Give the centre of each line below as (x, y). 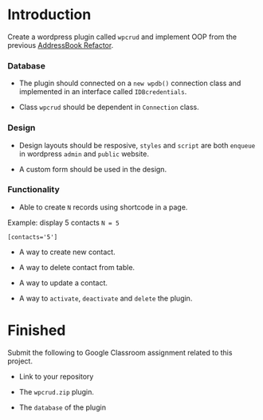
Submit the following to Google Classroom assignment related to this (120, 352)
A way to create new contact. (67, 252)
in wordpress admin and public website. (84, 154)
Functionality (34, 190)
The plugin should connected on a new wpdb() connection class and (130, 83)
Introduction (49, 15)
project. (20, 361)
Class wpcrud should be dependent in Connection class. (109, 107)
